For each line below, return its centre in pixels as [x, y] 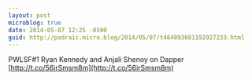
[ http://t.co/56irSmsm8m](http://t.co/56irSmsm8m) [91, 68]
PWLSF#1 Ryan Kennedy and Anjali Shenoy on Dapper [96, 60]
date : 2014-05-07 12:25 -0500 [58, 30]
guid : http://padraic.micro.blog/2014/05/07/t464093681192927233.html [126, 37]
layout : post [30, 15]
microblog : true [35, 23]
